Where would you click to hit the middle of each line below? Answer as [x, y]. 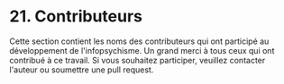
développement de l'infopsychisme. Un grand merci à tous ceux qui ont [142, 50]
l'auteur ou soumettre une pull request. [82, 70]
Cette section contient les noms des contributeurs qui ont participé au [139, 41]
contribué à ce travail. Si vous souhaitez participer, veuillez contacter [137, 60]
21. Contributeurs [76, 17]
